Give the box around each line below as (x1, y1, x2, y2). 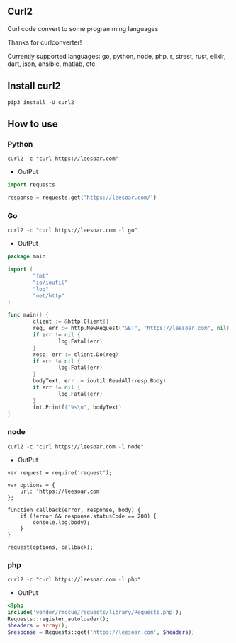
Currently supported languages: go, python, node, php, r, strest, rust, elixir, (7, 52, 226, 60)
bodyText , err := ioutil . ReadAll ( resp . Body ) (33, 377, 167, 385)
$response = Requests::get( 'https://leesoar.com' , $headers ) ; (7, 628, 195, 636)
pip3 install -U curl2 (7, 98, 74, 106)
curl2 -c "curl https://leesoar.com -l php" (7, 576, 141, 584)
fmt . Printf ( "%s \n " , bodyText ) (33, 404, 122, 411)
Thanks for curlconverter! (7, 38, 82, 47)
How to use (7, 118, 58, 130)
